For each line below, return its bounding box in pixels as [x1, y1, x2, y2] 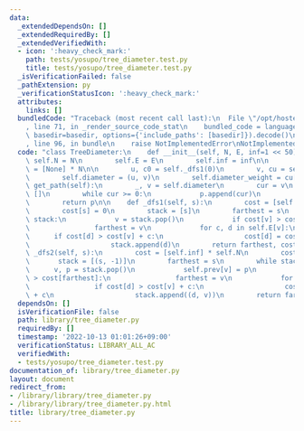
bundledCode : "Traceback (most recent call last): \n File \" [17, 114, 257, 123]
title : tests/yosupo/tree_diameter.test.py [25, 64, 193, 73]
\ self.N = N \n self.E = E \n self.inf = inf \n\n [25, 155, 270, 165]
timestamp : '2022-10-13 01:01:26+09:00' [17, 333, 172, 342]
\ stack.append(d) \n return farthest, [25, 240, 278, 249]
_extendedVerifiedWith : [17, 38, 107, 48]
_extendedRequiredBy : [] [17, 30, 111, 39]
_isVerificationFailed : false [17, 72, 131, 81]
